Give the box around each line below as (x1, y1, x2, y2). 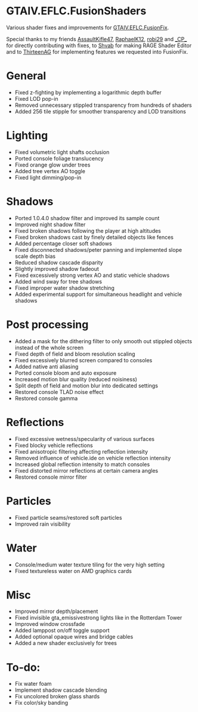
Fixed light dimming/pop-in (14, 174, 82, 181)
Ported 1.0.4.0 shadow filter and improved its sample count (14, 214, 160, 221)
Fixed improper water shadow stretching (14, 284, 115, 291)
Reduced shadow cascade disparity (14, 258, 103, 266)
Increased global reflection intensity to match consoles (14, 461, 150, 468)
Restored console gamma (14, 394, 78, 402)
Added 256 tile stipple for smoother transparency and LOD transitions (14, 107, 186, 115)
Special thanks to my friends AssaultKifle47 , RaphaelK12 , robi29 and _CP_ (6, 35, 187, 42)
